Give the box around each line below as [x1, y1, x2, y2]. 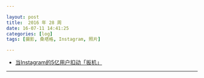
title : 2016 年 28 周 [6, 19, 62, 26]
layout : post [6, 14, 39, 20]
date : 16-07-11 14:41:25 [6, 25, 69, 31]
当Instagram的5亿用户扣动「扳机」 [15, 59, 103, 66]
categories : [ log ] [6, 31, 53, 37]
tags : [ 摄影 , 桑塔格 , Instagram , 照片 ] [6, 37, 101, 43]
